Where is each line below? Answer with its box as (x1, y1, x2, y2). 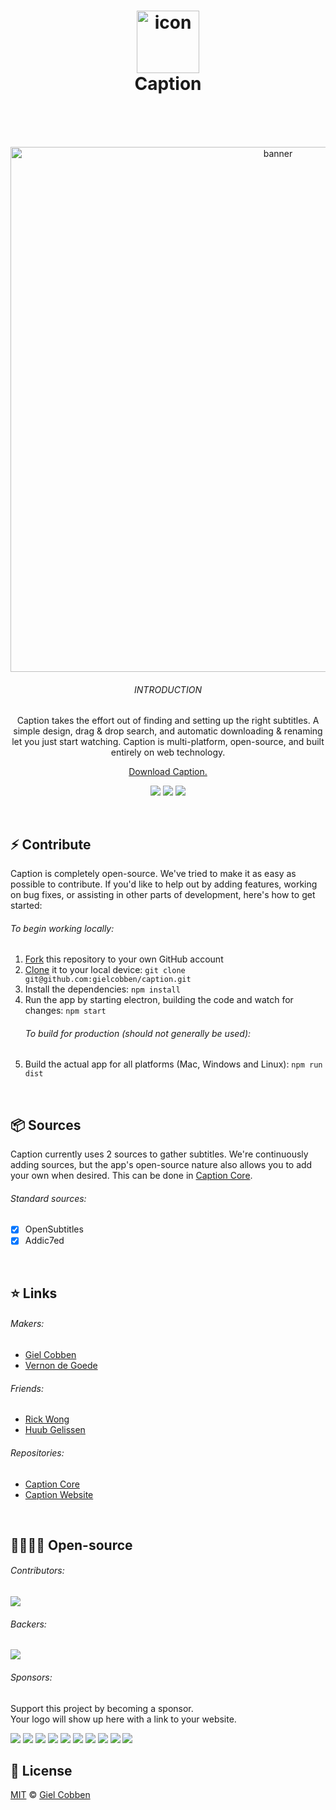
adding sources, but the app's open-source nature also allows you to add (10, 1159, 313, 1171)
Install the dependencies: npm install (24, 983, 181, 995)
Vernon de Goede (24, 1360, 98, 1372)
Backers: (10, 1618, 47, 1630)
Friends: (10, 1382, 44, 1394)
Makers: (10, 1318, 45, 1330)
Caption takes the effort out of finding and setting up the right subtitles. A (16, 715, 320, 727)
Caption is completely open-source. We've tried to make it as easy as (10, 867, 297, 879)
